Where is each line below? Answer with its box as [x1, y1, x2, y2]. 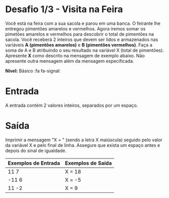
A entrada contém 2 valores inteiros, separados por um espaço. [5, 102, 138, 108]
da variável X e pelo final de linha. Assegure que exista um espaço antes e [5, 142, 160, 148]
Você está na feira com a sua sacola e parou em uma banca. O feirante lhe [5, 20, 161, 26]
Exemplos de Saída [65, 160, 112, 167]
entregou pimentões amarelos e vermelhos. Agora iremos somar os [5, 25, 146, 31]
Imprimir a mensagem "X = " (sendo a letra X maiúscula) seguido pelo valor [5, 137, 163, 143]
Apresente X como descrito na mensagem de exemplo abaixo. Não [5, 52, 145, 59]
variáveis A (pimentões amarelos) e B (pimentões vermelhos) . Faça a [5, 42, 153, 48]
